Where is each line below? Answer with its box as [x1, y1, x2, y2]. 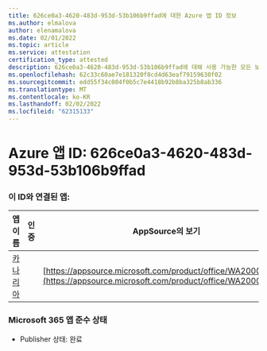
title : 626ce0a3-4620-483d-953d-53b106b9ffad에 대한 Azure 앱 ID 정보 [8, 11, 237, 20]
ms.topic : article [8, 41, 69, 49]
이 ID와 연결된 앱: [8, 191, 70, 202]
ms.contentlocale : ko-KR [8, 93, 91, 101]
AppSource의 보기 [132, 226, 201, 237]
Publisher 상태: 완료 [19, 334, 83, 344]
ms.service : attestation [8, 48, 91, 56]
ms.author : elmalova [8, 19, 77, 27]
